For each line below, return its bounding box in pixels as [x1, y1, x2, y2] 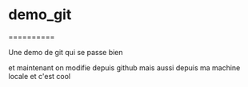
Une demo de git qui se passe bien [8, 47, 123, 57]
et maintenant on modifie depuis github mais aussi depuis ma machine [8, 62, 241, 73]
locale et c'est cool [8, 71, 70, 81]
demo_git [8, 6, 72, 24]
